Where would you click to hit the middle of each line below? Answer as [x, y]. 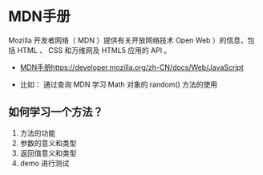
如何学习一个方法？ [56, 112]
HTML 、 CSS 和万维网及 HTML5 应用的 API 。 [94, 50]
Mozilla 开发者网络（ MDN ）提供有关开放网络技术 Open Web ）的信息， [128, 40]
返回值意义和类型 [48, 153]
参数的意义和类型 [48, 143]
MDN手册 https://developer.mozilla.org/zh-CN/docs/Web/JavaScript [132, 67]
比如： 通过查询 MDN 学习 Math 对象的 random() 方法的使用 [119, 84]
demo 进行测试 [45, 163]
